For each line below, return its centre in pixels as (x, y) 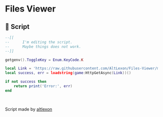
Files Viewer (30, 9)
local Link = (18, 68)
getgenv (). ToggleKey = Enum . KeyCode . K (44, 60)
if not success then (26, 82)
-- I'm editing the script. (39, 42)
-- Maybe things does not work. (43, 47)
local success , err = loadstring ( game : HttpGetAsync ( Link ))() (68, 73)
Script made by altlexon (29, 109)
